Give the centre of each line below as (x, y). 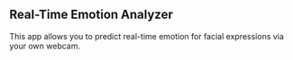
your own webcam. (45, 46)
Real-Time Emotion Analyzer (91, 15)
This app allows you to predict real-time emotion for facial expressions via (146, 36)
